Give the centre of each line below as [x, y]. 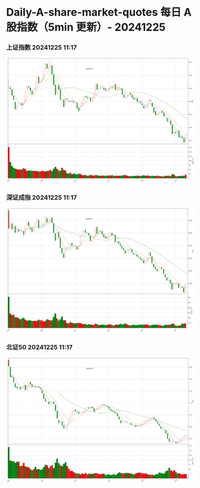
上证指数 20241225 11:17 [41, 47]
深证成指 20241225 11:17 [41, 198]
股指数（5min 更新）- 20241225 [86, 27]
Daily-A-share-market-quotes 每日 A [99, 12]
